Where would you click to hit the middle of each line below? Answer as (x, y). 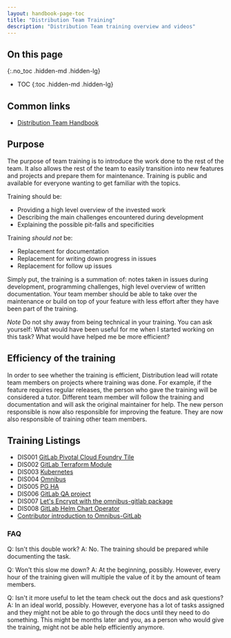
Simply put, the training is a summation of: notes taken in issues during (108, 279)
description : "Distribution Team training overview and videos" (101, 26)
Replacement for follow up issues (64, 266)
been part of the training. (42, 309)
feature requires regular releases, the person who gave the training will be (112, 389)
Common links (39, 106)
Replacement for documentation (63, 251)
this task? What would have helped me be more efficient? (89, 336)
